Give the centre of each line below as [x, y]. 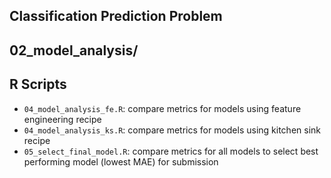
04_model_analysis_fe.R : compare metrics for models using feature [162, 108]
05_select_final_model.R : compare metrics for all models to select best [171, 151]
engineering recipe [62, 119]
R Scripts [38, 84]
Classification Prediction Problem [116, 16]
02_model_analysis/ [74, 50]
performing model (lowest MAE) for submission [121, 161]
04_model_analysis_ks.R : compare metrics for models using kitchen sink [172, 130]
